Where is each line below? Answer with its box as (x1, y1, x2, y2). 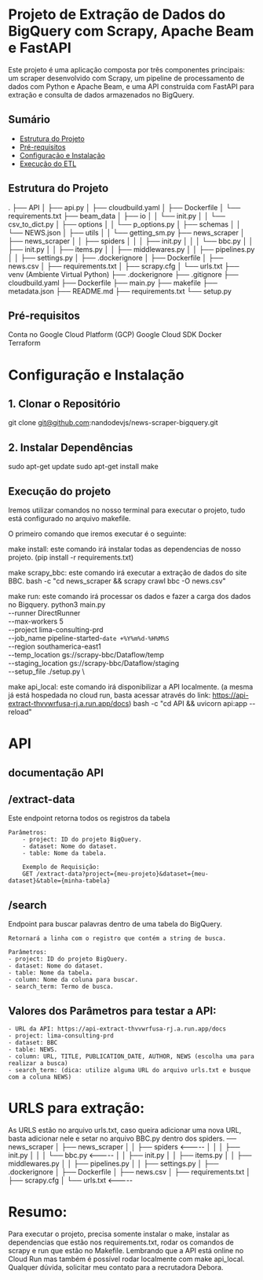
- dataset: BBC (8, 1039, 58, 1047)
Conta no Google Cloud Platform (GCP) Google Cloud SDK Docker (8, 330, 222, 339)
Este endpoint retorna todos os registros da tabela (8, 813, 170, 823)
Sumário (8, 113, 51, 127)
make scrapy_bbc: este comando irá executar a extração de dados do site (8, 568, 247, 577)
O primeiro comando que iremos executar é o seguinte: (8, 529, 187, 538)
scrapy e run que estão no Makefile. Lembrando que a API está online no (8, 1245, 244, 1255)
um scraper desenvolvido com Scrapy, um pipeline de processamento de (8, 73, 245, 83)
